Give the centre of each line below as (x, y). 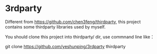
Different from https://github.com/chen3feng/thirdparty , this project (73, 22)
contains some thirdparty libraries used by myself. (55, 27)
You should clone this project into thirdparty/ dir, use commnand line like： (80, 37)
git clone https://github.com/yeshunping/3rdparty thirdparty (65, 46)
